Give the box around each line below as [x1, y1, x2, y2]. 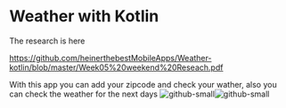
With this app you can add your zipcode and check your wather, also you [9, 79, 278, 89]
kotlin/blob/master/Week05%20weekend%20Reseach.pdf [9, 62, 224, 73]
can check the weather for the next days [9, 89, 159, 99]
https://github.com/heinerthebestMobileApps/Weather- [9, 52, 212, 63]
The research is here [9, 35, 86, 46]
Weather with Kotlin [9, 6, 159, 27]
